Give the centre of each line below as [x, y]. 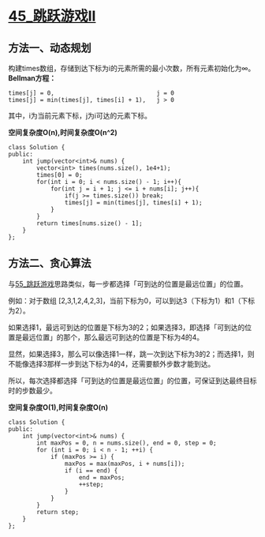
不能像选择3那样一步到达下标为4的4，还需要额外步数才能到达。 [112, 363]
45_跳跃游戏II [52, 16]
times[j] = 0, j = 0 [91, 93]
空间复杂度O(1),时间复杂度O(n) [58, 407]
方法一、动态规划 [50, 48]
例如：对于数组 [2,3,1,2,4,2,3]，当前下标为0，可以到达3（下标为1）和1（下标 [132, 300]
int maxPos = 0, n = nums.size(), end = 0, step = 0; [127, 443]
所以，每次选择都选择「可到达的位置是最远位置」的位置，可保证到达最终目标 [132, 381]
